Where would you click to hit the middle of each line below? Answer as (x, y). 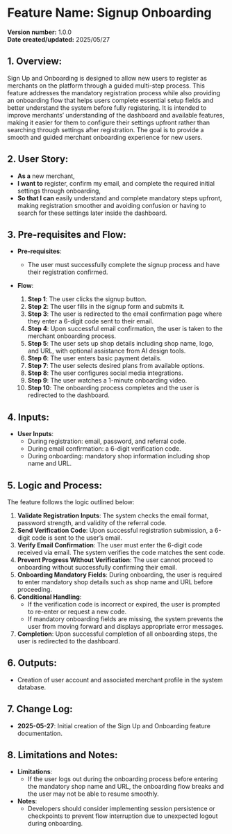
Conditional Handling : (49, 597)
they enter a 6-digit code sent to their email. (91, 321)
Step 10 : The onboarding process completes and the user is (113, 388)
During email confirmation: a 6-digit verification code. (105, 449)
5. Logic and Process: (55, 485)
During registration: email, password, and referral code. (107, 441)
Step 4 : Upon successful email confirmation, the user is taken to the (125, 329)
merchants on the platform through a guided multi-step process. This (106, 86)
